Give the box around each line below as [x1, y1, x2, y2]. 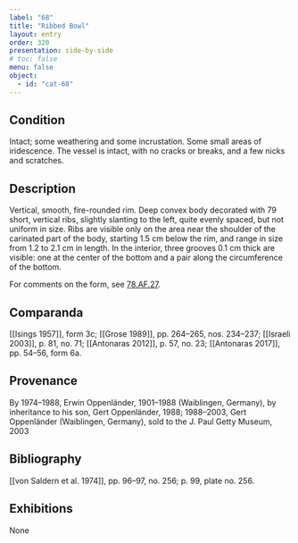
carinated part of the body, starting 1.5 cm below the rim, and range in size [9, 233, 284, 244]
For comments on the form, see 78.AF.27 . [9, 279, 161, 290]
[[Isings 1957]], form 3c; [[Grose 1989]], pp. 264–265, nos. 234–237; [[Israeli [9, 329, 291, 339]
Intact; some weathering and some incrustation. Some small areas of [9, 136, 261, 147]
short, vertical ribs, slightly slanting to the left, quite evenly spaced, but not [9, 214, 284, 225]
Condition [9, 113, 65, 128]
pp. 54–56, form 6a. [9, 347, 82, 358]
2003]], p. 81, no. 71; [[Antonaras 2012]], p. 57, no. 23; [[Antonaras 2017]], [9, 338, 281, 349]
